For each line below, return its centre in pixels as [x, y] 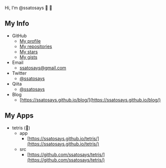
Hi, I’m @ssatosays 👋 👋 [28, 8]
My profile [30, 41]
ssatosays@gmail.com [43, 67]
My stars [29, 52]
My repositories [36, 46]
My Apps [19, 116]
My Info [17, 23]
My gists [28, 57]
